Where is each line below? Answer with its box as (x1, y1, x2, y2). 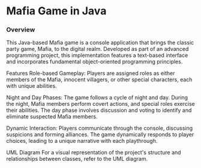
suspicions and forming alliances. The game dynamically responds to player (6, 131, 194, 138)
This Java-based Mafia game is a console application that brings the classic (6, 39, 194, 46)
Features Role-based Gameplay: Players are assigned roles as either (6, 70, 175, 77)
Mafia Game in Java (6, 4, 107, 18)
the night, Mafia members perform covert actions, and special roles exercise (6, 100, 195, 108)
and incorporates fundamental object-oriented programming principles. (6, 58, 183, 65)
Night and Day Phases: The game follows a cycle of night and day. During (6, 94, 188, 101)
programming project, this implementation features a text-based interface (6, 52, 188, 59)
